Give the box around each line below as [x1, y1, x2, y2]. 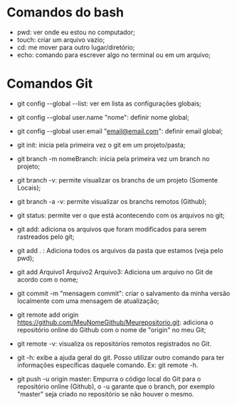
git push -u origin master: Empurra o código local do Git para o [16, 374, 201, 383]
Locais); [16, 183, 41, 192]
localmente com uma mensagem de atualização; [16, 297, 159, 305]
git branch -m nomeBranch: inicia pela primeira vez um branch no [16, 154, 210, 163]
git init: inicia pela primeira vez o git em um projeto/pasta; [16, 140, 186, 149]
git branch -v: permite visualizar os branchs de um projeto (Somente [16, 175, 218, 184]
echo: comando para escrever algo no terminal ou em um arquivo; [16, 51, 211, 59]
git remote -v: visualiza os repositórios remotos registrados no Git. [16, 339, 211, 348]
